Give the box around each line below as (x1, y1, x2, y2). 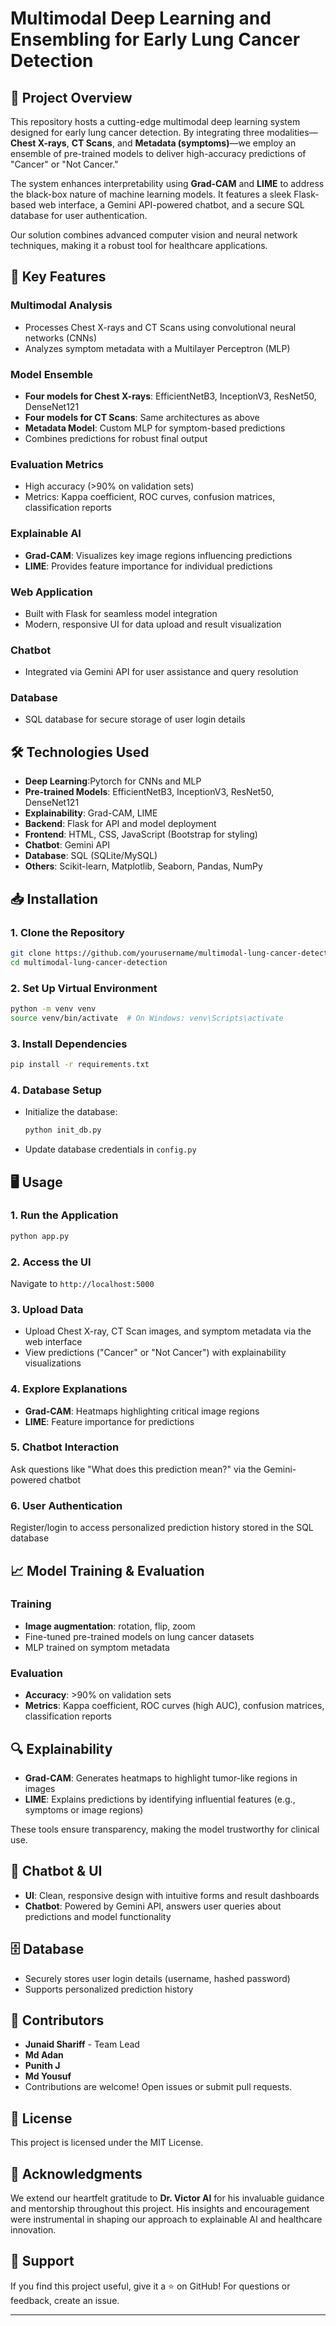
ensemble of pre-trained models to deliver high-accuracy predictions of (10, 148, 307, 159)
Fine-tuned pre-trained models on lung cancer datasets (24, 1630, 255, 1642)
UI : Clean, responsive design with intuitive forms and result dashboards (24, 1889, 320, 1901)
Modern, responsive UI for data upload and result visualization (24, 618, 282, 630)
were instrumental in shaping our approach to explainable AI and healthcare (10, 2213, 323, 2226)
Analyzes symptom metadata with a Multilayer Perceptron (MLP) (24, 342, 291, 354)
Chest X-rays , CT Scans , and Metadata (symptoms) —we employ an (10, 137, 297, 149)
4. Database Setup (10, 1083, 102, 1097)
